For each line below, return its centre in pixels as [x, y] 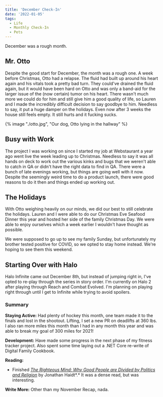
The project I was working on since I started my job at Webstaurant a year [79, 151]
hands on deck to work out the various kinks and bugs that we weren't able [81, 161]
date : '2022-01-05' [25, 14]
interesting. [23, 380]
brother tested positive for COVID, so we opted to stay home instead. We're [81, 245]
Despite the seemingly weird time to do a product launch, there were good [80, 177]
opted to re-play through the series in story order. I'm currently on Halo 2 [78, 282]
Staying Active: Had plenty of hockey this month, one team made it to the [79, 315]
